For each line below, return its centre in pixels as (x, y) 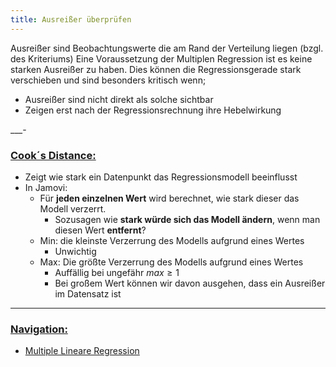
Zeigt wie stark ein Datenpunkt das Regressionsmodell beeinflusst (161, 177)
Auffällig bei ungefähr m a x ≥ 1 (117, 272)
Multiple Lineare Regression (82, 351)
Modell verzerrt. (73, 208)
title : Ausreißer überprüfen (71, 19)
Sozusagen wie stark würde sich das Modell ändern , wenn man (187, 219)
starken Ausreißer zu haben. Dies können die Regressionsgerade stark (156, 69)
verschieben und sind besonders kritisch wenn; (108, 80)
